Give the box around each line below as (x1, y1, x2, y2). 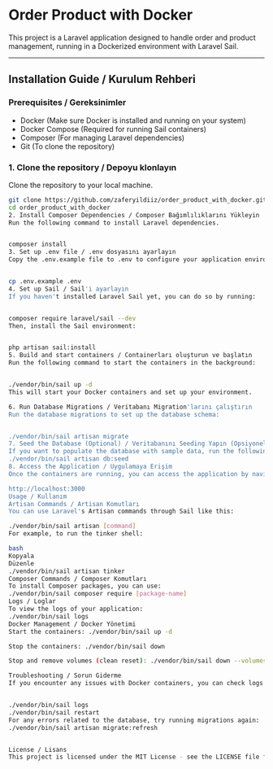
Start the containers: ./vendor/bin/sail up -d (8, 627, 173, 636)
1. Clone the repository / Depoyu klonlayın (8, 161, 177, 173)
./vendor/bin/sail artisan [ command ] (8, 522, 136, 531)
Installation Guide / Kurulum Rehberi (8, 72, 197, 86)
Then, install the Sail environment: (8, 321, 136, 330)
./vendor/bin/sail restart (8, 708, 100, 717)
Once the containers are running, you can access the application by (8, 470, 249, 478)
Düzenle (8, 559, 35, 567)
